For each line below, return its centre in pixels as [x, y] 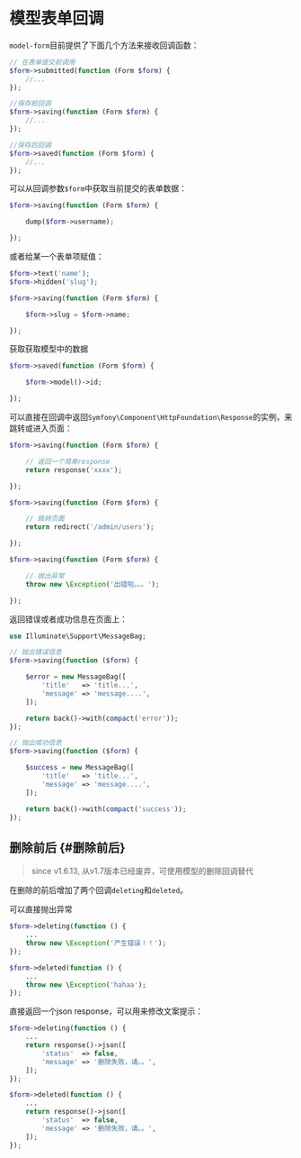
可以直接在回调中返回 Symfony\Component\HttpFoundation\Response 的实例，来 [151, 417]
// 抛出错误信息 [35, 652]
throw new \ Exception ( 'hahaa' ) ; [86, 985]
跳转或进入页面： [41, 428]
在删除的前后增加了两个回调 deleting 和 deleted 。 [99, 890]
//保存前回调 [30, 104]
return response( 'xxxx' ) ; [74, 470]
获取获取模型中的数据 [49, 349]
